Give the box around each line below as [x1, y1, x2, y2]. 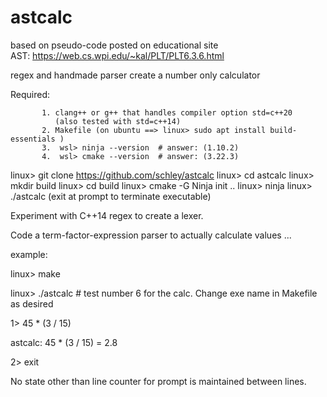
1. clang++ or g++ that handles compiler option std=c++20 [41, 107, 293, 118]
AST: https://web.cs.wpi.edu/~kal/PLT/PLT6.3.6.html [10, 49, 225, 61]
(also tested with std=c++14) [54, 116, 182, 126]
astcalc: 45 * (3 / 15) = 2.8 [10, 336, 118, 348]
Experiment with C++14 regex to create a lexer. [10, 209, 204, 221]
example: [10, 248, 48, 260]
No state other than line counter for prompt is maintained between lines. [10, 375, 307, 387]
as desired [10, 297, 54, 310]
